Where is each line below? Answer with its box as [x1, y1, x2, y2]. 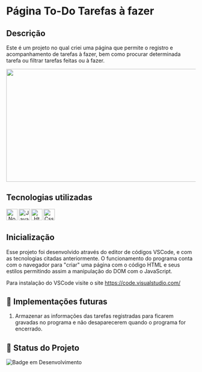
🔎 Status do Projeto [6, 343, 80, 353]
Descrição [6, 28, 46, 39]
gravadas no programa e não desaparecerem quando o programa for [14, 319, 186, 326]
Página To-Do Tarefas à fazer [6, 4, 155, 18]
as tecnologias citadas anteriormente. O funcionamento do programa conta [6, 255, 193, 262]
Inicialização [6, 232, 55, 243]
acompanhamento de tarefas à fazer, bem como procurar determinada [6, 51, 181, 58]
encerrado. [14, 325, 43, 332]
